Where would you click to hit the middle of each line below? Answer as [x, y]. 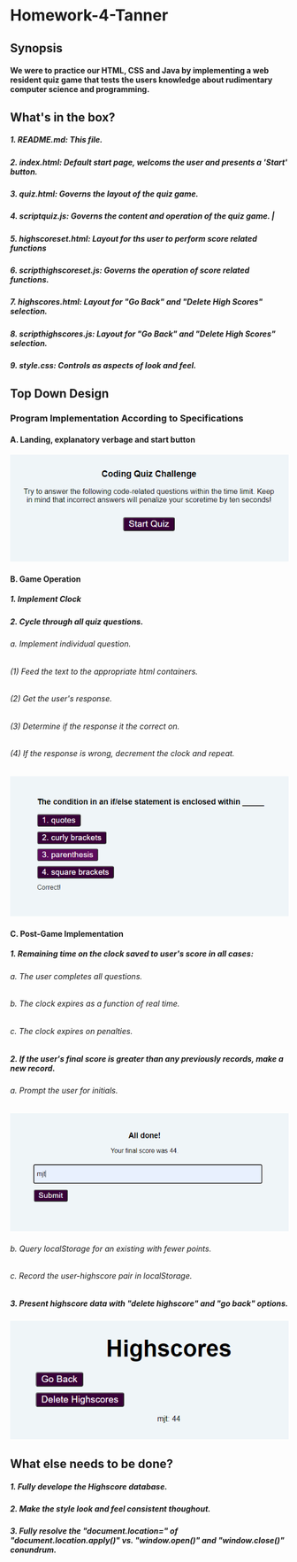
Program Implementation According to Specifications [127, 419]
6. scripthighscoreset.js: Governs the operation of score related [130, 270]
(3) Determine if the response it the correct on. [95, 726]
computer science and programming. [80, 89]
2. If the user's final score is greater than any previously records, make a [147, 1058]
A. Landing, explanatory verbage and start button [103, 440]
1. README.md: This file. [57, 140]
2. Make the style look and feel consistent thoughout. [110, 1508]
